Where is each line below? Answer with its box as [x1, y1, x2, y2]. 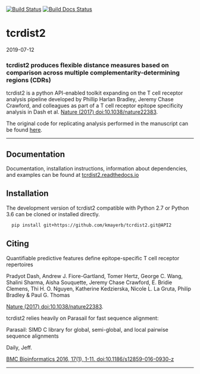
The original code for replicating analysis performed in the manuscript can [6, 120, 189, 127]
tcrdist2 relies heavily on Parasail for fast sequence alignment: [6, 314, 159, 322]
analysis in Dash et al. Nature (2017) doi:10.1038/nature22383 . [6, 108, 158, 116]
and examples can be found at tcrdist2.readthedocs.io [6, 172, 139, 179]
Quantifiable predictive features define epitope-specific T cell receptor [6, 254, 180, 261]
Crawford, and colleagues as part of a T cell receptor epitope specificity [6, 102, 183, 110]
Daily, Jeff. [6, 344, 33, 351]
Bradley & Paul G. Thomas [6, 291, 70, 298]
